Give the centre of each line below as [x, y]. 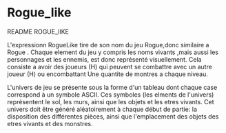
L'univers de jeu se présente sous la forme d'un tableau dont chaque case [112, 87]
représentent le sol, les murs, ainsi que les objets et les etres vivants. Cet [111, 101]
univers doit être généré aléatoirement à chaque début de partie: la [102, 109]
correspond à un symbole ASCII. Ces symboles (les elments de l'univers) [111, 95]
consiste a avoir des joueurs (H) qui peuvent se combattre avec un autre [110, 66]
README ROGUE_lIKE [38, 32]
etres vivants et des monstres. [50, 123]
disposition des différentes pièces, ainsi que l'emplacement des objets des [113, 116]
